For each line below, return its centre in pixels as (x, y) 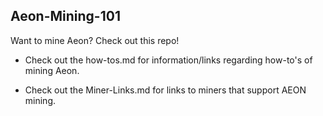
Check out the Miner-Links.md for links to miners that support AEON (165, 90)
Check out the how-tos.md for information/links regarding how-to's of (168, 60)
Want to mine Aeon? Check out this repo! (95, 40)
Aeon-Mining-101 (65, 16)
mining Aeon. (52, 70)
